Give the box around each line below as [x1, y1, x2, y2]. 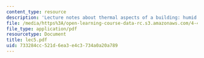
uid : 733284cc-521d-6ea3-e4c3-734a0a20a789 [6, 43, 118, 49]
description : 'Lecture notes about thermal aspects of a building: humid [6, 14, 197, 21]
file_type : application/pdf [6, 25, 78, 32]
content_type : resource [6, 8, 67, 15]
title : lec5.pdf [6, 37, 47, 43]
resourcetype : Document [6, 31, 67, 37]
